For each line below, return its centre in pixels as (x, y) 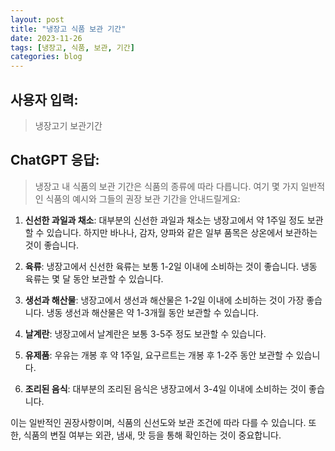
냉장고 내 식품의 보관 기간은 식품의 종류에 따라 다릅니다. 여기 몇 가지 (166, 186)
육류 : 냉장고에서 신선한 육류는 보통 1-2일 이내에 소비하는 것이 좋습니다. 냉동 (171, 266)
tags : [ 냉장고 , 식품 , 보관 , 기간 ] (72, 47)
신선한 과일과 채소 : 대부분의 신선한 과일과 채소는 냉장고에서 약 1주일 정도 (164, 220)
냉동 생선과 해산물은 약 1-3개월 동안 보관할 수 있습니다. (153, 312)
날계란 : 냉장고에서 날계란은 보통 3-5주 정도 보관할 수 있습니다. (145, 333)
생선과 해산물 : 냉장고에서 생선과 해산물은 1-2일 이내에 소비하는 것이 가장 (164, 300)
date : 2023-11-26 (46, 38)
